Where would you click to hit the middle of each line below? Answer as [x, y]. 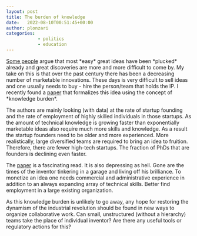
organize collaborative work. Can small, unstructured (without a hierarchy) [96, 214]
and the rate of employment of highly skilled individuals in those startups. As [99, 116]
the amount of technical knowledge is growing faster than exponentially [93, 122]
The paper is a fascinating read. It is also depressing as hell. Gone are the [95, 165]
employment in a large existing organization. [60, 190]
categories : [21, 34]
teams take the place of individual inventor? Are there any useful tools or [94, 220]
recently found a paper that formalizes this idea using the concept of [89, 92]
